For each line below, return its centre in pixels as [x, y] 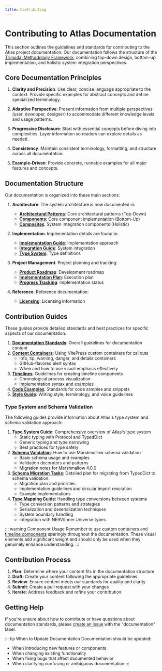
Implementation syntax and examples [56, 384]
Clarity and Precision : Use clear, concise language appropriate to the [81, 89]
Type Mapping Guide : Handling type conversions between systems [80, 499]
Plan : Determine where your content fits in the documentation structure [83, 572]
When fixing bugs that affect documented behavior [63, 658]
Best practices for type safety [49, 447]
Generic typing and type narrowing [54, 442]
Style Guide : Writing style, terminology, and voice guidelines [72, 394]
